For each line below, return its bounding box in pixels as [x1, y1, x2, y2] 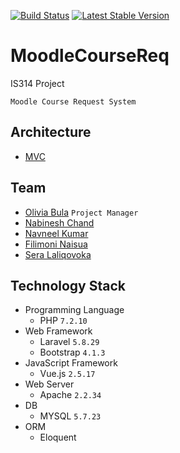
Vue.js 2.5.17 [39, 368, 96, 380]
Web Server [24, 378, 75, 390]
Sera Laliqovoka [24, 248, 92, 260]
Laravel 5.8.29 [39, 336, 100, 348]
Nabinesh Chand [24, 216, 95, 229]
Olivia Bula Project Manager [24, 206, 139, 218]
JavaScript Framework [24, 357, 118, 369]
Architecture [10, 124, 92, 141]
